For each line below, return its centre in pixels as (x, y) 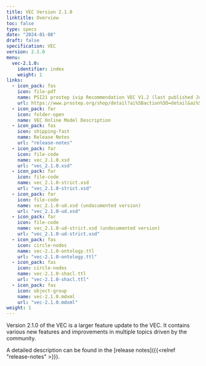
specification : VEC (31, 47)
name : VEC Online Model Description (64, 120)
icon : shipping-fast (44, 132)
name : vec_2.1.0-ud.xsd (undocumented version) (79, 206)
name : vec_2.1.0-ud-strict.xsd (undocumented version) (89, 228)
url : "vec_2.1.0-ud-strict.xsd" (59, 234)
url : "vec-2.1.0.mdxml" (48, 302)
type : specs (21, 29)
